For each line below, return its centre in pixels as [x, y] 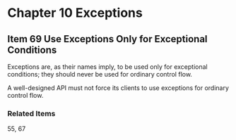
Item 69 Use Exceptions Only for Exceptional [107, 39]
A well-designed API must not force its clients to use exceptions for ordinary [118, 88]
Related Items [31, 113]
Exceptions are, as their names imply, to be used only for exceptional [107, 67]
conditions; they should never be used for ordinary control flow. [100, 74]
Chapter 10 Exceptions [75, 13]
